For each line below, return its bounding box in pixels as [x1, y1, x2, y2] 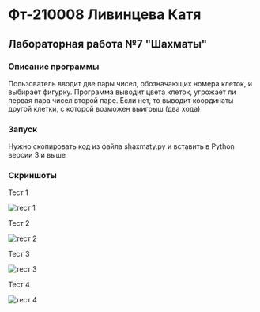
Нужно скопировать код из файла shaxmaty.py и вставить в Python [8, 142, 235, 151]
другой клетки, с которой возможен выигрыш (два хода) [8, 104, 201, 113]
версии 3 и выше [8, 150, 66, 160]
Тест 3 [8, 249, 30, 259]
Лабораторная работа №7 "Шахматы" [8, 37, 208, 51]
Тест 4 [8, 280, 30, 290]
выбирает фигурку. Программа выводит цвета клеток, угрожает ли [8, 87, 236, 97]
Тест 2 [8, 219, 30, 228]
